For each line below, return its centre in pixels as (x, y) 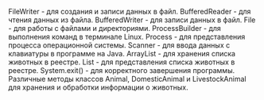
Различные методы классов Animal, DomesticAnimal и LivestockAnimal (127, 79)
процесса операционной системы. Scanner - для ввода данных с (119, 45)
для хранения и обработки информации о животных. (98, 87)
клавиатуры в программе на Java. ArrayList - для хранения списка (122, 54)
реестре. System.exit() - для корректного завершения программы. (122, 70)
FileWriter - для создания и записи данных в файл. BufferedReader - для (130, 12)
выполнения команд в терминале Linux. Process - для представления (127, 37)
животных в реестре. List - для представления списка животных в (122, 62)
